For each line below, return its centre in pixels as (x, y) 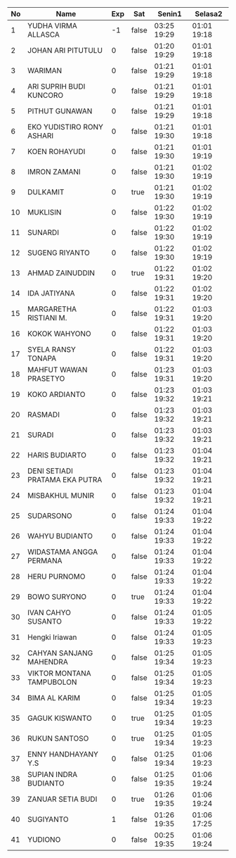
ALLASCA (44, 34)
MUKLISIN (45, 212)
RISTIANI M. (47, 318)
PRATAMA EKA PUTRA (65, 480)
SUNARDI (44, 233)
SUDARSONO (50, 516)
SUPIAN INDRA (53, 775)
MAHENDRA (48, 662)
